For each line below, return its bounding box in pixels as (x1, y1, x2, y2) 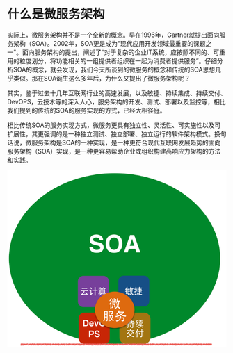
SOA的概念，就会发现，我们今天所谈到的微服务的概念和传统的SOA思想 (13, 65, 216, 74)
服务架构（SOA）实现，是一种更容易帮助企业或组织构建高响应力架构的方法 (7, 147, 221, 155)
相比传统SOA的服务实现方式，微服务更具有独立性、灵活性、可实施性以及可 (7, 121, 221, 129)
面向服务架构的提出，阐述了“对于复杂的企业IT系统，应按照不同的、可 (22, 48, 220, 56)
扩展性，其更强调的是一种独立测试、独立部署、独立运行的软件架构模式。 (7, 129, 214, 138)
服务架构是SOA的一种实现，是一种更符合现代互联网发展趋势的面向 (31, 138, 221, 147)
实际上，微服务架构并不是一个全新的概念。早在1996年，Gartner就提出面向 (7, 31, 220, 39)
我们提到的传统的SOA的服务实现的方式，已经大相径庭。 (7, 106, 166, 115)
